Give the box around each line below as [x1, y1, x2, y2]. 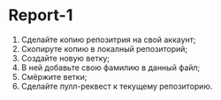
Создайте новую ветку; [20, 53, 110, 63]
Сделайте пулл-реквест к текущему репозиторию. [20, 81, 213, 91]
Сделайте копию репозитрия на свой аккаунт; [20, 34, 196, 45]
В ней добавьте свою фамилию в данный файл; [20, 62, 201, 73]
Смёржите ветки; [20, 71, 88, 82]
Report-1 [8, 5, 73, 25]
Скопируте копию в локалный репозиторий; [20, 43, 188, 54]
